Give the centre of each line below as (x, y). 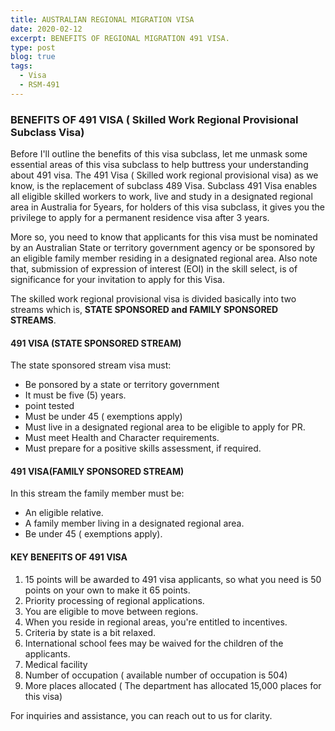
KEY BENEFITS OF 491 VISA (69, 557)
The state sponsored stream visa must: (91, 365)
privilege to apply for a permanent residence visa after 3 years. (140, 218)
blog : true (33, 57)
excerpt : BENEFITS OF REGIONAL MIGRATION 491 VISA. (120, 38)
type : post (33, 47)
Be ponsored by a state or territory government (122, 385)
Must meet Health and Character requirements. (122, 438)
